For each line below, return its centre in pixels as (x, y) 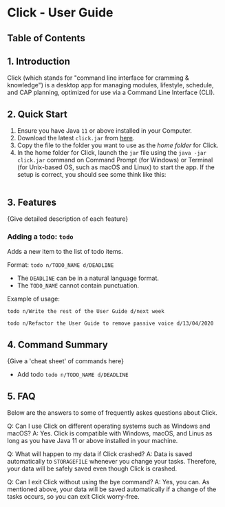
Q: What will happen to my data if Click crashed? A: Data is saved (100, 454)
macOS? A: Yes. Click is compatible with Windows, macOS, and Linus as (110, 433)
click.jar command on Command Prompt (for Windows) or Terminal (115, 160)
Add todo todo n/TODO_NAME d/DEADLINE (73, 375)
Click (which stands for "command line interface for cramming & (98, 78)
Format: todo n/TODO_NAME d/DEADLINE (61, 265)
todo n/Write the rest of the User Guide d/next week (86, 312)
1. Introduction (39, 61)
